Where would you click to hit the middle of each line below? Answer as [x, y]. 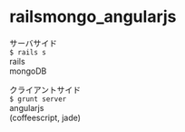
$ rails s [28, 52]
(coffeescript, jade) [45, 117]
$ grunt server [38, 99]
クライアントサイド [45, 89]
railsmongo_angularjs [93, 17]
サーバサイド [33, 43]
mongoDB [28, 71]
